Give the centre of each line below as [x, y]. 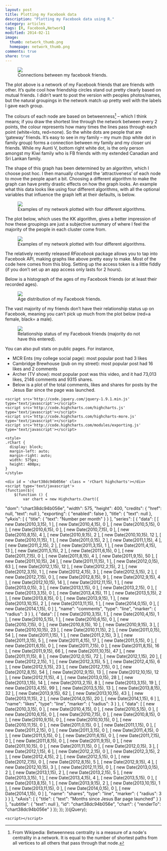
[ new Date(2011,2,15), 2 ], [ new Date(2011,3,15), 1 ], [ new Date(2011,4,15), [81, 545]
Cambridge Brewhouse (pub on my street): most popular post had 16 [83, 364]
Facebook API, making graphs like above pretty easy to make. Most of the [81, 259]
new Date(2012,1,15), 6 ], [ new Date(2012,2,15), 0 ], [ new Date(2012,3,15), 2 [83, 752]
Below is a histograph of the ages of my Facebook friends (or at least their [81, 279]
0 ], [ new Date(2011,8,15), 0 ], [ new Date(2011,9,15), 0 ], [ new [69, 741]
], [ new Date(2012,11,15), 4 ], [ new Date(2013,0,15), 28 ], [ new [69, 678]
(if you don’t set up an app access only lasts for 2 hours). [64, 269]
